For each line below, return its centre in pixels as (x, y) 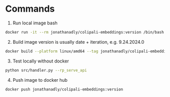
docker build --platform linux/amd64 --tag (52, 51)
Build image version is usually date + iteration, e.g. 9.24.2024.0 (78, 42)
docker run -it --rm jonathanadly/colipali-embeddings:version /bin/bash (85, 32)
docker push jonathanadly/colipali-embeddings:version (64, 89)
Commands (30, 9)
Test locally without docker (41, 61)
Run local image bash (35, 23)
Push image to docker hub (40, 80)
